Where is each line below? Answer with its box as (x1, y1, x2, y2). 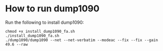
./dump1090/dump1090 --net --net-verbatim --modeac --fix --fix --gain (5, 38, 158, 43)
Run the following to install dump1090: (5, 19, 84, 25)
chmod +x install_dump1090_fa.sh (5, 29, 75, 34)
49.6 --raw (5, 42, 28, 47)
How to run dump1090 (5, 3, 100, 14)
